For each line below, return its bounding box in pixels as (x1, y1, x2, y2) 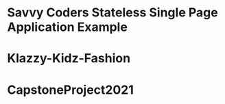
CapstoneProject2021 (7, 82, 134, 97)
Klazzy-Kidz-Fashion (7, 51, 131, 66)
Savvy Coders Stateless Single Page (7, 5, 218, 21)
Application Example (7, 19, 128, 35)
